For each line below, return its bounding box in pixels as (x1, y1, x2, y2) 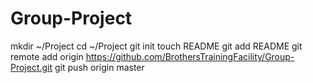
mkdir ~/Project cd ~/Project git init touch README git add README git (10, 40, 303, 52)
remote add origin (10, 50, 84, 62)
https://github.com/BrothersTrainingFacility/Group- (85, 50, 295, 62)
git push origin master (54, 61, 145, 73)
